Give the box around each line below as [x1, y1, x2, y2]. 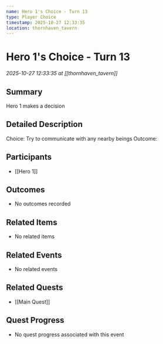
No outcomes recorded [14, 201, 71, 208]
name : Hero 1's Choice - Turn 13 [6, 8, 88, 15]
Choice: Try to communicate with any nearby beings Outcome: [6, 135, 158, 142]
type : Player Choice [6, 14, 57, 20]
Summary [6, 86, 43, 97]
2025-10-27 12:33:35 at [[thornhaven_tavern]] [6, 70, 118, 77]
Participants [6, 152, 52, 162]
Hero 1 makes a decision [6, 102, 65, 109]
